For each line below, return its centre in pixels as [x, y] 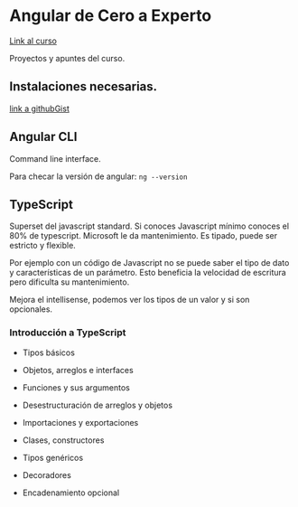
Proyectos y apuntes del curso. [67, 58]
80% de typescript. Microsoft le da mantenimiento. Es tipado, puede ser [144, 236]
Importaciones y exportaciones [80, 422]
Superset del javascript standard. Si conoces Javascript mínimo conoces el [149, 226]
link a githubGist [39, 108]
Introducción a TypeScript [68, 333]
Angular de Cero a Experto [111, 16]
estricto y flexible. [43, 246]
